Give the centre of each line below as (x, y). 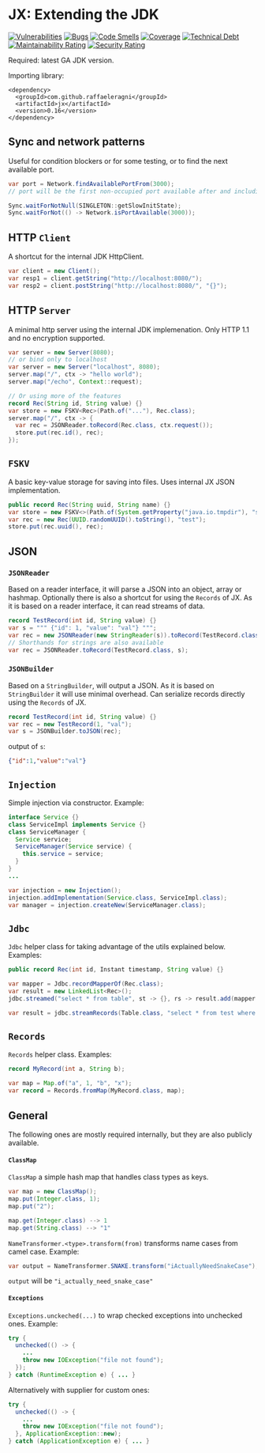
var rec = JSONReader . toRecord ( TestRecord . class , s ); (99, 650)
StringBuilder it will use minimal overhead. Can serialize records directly (127, 694)
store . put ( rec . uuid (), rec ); (56, 527)
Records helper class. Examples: (60, 1054)
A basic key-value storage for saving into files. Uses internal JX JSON (121, 482)
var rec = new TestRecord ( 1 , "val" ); (70, 724)
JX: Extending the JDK (84, 15)
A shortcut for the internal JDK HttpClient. (76, 257)
